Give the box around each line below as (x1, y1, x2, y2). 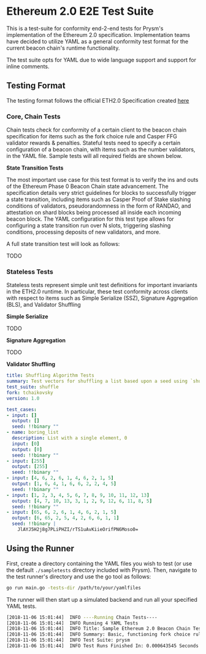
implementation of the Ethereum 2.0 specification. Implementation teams (6, 31, 191, 38)
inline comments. (6, 63, 50, 70)
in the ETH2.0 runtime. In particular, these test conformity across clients (6, 288, 188, 296)
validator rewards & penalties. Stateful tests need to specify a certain (6, 140, 181, 147)
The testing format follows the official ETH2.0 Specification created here (6, 97, 189, 104)
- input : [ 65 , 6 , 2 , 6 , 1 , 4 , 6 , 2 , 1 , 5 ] (6, 509, 116, 516)
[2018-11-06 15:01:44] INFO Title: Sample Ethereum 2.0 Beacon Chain (6, 626, 191, 632)
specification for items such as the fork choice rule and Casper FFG (6, 133, 178, 140)
